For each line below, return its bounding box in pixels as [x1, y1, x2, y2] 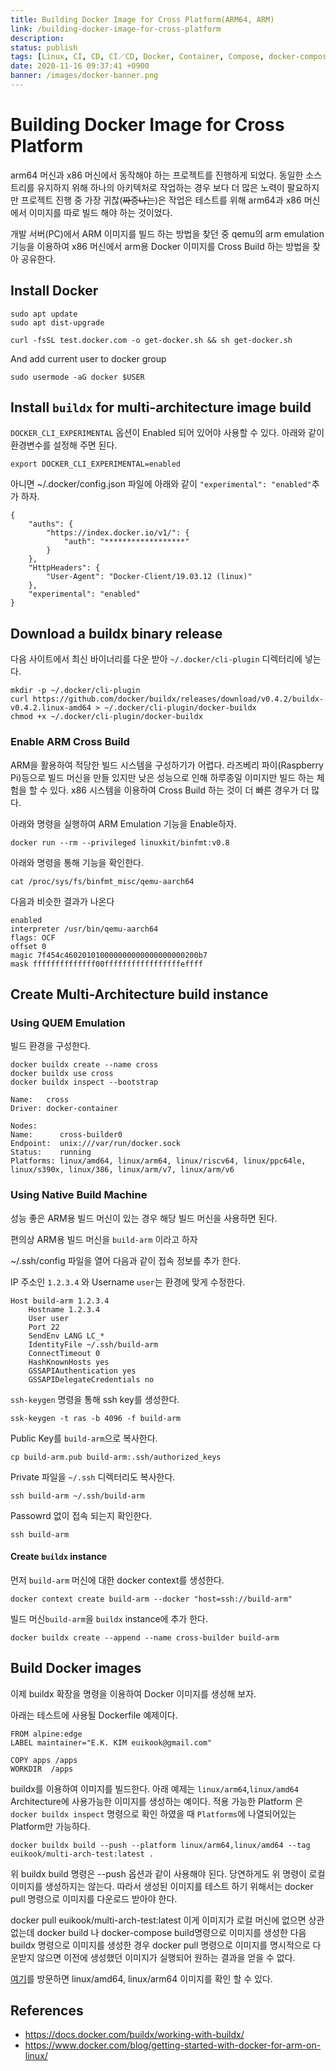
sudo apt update [10, 309, 78, 319]
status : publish [10, 42, 78, 53]
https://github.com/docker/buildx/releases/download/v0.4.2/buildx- [32, 694, 325, 705]
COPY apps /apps [10, 1755, 78, 1765]
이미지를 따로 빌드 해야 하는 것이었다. [28, 206, 173, 218]
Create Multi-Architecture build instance [10, 986, 269, 1003]
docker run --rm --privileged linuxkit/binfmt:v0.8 [10, 837, 230, 848]
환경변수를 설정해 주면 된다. [10, 439, 118, 451]
